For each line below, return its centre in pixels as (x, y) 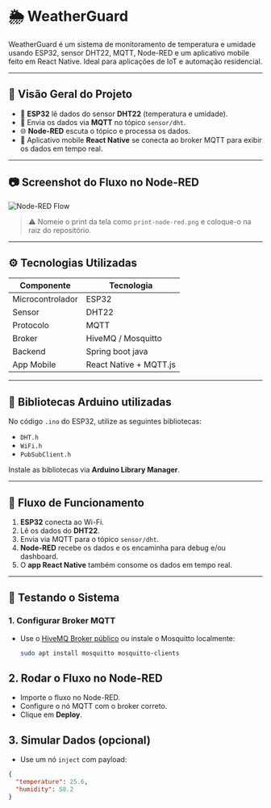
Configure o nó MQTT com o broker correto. (94, 706)
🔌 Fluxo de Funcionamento (77, 503)
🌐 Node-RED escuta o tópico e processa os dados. (105, 131)
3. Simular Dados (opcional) (79, 740)
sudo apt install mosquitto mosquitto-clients (100, 653)
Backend (29, 352)
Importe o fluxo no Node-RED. (70, 698)
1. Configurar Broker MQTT (62, 621)
